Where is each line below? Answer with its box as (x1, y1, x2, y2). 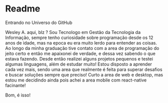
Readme (5, 3, 41, 14)
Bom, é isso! (5, 92, 31, 98)
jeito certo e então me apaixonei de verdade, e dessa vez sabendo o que (5, 50, 155, 56)
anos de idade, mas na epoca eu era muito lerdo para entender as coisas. (5, 39, 157, 45)
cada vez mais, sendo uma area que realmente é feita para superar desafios (5, 66, 162, 72)
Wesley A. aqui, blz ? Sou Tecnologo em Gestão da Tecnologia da (5, 29, 141, 35)
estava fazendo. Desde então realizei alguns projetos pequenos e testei (5, 55, 153, 61)
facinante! (5, 82, 26, 88)
